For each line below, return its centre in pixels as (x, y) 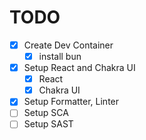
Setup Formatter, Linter (71, 102)
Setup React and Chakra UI (79, 68)
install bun (60, 56)
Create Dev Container (68, 45)
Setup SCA (46, 113)
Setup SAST (48, 124)
